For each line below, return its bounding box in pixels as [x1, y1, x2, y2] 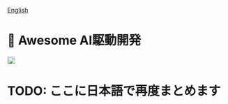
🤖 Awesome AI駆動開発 [7, 33, 142, 48]
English [7, 6, 29, 14]
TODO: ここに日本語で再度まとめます [7, 83, 221, 99]
